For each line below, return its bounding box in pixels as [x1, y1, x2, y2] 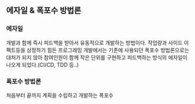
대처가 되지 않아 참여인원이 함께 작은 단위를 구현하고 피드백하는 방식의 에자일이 [6, 53, 188, 61]
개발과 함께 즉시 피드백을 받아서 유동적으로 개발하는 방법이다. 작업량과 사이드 [6, 39, 183, 46]
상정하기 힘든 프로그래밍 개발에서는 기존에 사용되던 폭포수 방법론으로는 [26, 46, 190, 53]
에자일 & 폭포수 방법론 [6, 5, 82, 16]
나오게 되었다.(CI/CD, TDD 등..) [6, 61, 79, 68]
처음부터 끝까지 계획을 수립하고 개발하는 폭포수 [6, 92, 114, 99]
